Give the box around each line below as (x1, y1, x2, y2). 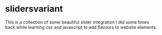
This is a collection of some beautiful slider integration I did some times (5, 19, 149, 25)
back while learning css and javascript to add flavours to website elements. (5, 24, 157, 30)
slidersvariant (5, 3, 63, 14)
